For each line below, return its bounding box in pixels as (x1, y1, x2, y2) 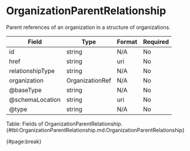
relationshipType (9, 67, 55, 75)
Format (116, 37, 138, 45)
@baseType (9, 86, 42, 94)
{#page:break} (6, 137, 42, 145)
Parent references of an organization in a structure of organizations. (6, 24, 171, 31)
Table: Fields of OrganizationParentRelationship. (6, 120, 123, 127)
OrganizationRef (66, 76, 112, 84)
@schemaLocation (9, 96, 61, 104)
